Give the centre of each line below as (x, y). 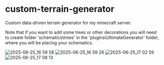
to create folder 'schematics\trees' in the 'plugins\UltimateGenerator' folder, (82, 37)
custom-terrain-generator (60, 9)
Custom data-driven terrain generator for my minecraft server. (68, 23)
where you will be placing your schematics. (49, 42)
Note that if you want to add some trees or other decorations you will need (81, 32)
